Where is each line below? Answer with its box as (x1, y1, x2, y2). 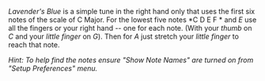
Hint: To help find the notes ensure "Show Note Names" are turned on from (8, 55, 254, 64)
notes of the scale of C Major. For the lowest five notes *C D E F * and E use (8, 15, 257, 24)
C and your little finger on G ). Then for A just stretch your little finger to (8, 31, 240, 41)
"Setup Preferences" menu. (8, 64, 98, 73)
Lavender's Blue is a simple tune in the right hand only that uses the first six (8, 7, 256, 16)
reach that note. (8, 40, 60, 50)
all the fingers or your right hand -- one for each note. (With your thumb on (8, 24, 252, 32)
